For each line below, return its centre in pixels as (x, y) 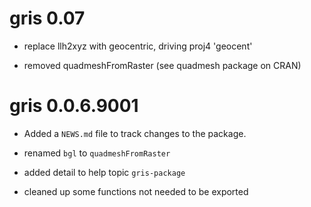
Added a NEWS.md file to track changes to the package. (135, 133)
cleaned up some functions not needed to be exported (136, 191)
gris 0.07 (47, 18)
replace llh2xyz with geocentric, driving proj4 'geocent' (138, 46)
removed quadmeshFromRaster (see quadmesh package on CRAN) (162, 65)
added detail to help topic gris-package (104, 172)
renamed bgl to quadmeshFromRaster (97, 153)
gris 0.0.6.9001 (74, 106)
